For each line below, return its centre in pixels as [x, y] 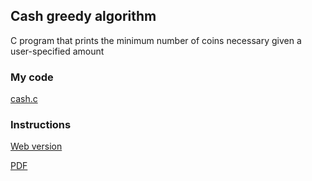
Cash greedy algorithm [83, 16]
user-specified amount [57, 51]
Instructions [41, 125]
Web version [36, 146]
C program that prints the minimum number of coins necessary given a [156, 40]
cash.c [24, 99]
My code [32, 77]
